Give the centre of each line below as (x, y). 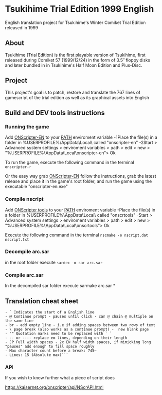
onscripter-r (18, 167)
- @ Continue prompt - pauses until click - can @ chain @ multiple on (79, 316)
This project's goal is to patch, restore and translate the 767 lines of (73, 92)
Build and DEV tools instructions (55, 113)
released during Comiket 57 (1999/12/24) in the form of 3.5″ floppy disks (78, 60)
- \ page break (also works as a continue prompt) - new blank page (77, 329)
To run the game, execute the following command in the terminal (70, 163)
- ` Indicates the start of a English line (50, 312)
